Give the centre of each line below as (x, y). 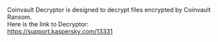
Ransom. (20, 17)
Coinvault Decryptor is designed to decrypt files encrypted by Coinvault (109, 10)
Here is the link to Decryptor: (48, 24)
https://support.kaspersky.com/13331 (60, 31)
